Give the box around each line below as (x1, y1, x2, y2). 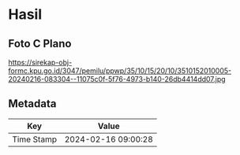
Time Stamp (12, 134, 58, 145)
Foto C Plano (8, 37, 72, 50)
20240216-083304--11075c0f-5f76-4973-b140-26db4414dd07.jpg (8, 75, 227, 83)
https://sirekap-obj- (8, 57, 73, 67)
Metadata (8, 97, 57, 111)
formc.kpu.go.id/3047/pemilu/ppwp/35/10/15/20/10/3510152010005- (8, 66, 232, 76)
